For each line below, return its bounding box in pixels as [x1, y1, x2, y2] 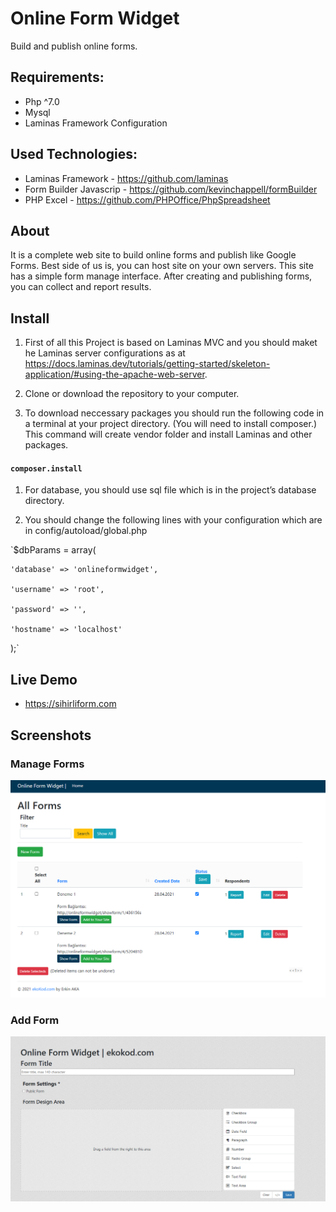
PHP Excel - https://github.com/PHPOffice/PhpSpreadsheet [24, 193, 271, 206]
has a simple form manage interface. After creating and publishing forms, [10, 270, 313, 282]
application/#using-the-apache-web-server [24, 368, 205, 381]
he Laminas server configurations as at [24, 347, 186, 359]
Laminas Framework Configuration [24, 117, 168, 129]
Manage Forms [10, 757, 85, 771]
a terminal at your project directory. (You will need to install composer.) [24, 418, 318, 430]
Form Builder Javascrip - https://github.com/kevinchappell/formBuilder [24, 183, 318, 195]
